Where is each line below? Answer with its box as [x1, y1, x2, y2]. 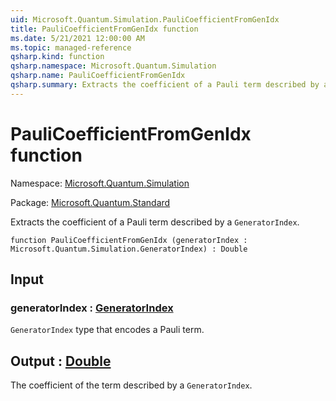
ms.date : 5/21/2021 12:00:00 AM [10, 33, 145, 43]
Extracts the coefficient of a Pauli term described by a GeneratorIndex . [10, 216, 300, 228]
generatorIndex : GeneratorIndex [10, 301, 174, 315]
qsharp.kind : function [10, 52, 105, 62]
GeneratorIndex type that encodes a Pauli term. [10, 324, 205, 336]
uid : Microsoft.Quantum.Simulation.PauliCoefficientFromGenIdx [10, 14, 280, 25]
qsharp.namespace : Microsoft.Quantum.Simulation [10, 61, 217, 71]
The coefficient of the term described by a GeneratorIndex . [10, 379, 253, 391]
